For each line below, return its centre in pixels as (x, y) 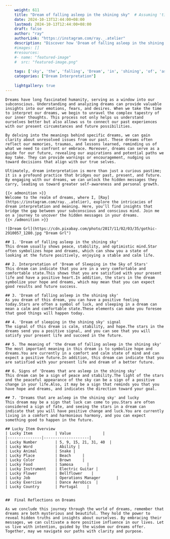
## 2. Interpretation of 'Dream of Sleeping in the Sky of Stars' (77, 264)
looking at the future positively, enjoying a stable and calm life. (80, 255)
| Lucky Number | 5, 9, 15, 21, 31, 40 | (59, 442)
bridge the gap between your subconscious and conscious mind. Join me (82, 211)
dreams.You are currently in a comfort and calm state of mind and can (82, 353)
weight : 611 (27, 10)
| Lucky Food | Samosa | (47, 464)
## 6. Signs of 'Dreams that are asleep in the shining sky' (71, 371)
